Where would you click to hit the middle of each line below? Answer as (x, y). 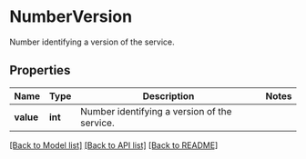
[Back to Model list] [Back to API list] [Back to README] (114, 145)
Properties (40, 70)
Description (168, 95)
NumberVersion (71, 17)
